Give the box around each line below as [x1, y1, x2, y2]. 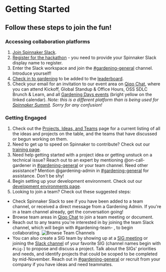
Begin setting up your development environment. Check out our [12, 178, 143, 184]
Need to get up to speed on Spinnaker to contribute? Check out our [12, 141, 150, 147]
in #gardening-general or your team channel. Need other [32, 163, 149, 168]
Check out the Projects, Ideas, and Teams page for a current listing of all [12, 125, 161, 132]
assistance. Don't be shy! [12, 173, 64, 179]
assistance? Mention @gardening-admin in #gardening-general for [12, 167, 149, 174]
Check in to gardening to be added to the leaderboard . [12, 75, 124, 81]
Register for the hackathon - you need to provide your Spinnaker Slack [12, 54, 157, 60]
